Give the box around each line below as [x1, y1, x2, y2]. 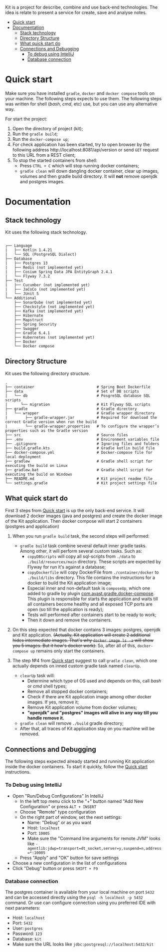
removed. [19, 731, 40, 737]
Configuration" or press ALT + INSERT [19, 803, 97, 809]
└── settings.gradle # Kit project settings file [5, 480, 157, 486]
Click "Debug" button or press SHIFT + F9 [12, 865, 98, 871]
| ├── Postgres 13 [5, 261, 48, 266]
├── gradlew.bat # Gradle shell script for [5, 467, 153, 472]
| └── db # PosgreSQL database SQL [5, 393, 151, 398]
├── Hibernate [14, 313, 43, 318]
